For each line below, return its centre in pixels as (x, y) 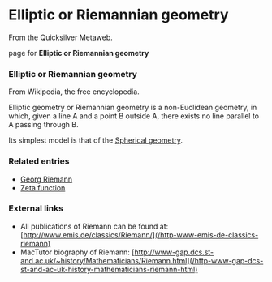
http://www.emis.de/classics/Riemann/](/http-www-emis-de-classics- (141, 235)
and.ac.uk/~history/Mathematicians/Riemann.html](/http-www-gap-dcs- (142, 260)
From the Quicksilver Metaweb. (60, 37)
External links (36, 208)
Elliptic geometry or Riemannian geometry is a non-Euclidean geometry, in (133, 108)
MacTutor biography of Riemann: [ (77, 252)
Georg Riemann (46, 179)
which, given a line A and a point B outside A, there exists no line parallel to (134, 116)
